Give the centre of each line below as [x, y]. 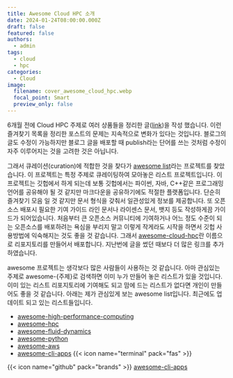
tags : [15, 53]
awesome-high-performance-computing [75, 316]
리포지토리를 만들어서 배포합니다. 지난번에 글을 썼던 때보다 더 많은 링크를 [113, 244]
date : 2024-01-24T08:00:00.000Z [54, 20]
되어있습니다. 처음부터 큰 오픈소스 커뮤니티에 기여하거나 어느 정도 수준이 [118, 218]
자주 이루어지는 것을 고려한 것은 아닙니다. [63, 151]
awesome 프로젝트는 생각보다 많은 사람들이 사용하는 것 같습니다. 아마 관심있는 [114, 267]
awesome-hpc [38, 324]
